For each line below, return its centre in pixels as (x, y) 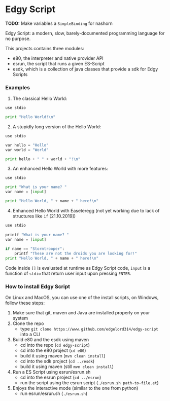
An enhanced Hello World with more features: (60, 169)
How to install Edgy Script (38, 286)
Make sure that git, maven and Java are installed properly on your (81, 313)
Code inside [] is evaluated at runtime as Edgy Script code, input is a (78, 268)
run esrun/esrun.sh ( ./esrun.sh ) (54, 393)
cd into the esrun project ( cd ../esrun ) (61, 377)
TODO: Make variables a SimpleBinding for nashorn (59, 23)
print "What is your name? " (36, 187)
